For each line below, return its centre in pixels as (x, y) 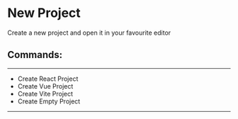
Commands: (35, 55)
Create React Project (48, 79)
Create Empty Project (49, 101)
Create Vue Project (45, 86)
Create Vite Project (45, 93)
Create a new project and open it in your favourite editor (89, 33)
